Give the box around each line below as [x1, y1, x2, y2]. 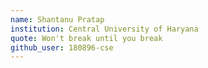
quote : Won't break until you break [10, 33, 163, 43]
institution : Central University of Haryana [10, 24, 199, 34]
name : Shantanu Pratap [10, 14, 105, 25]
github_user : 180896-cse [10, 42, 114, 53]
